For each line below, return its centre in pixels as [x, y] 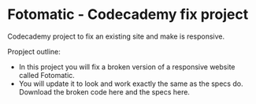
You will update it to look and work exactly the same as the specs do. [131, 84]
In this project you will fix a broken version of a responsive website [127, 67]
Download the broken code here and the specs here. [104, 91]
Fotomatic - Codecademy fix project [128, 15]
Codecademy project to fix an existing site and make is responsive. [116, 36]
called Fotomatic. [47, 75]
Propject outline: [34, 51]
